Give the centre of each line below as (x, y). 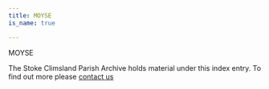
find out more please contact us (61, 76)
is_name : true (32, 23)
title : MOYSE (30, 15)
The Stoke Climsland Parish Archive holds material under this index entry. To (135, 68)
